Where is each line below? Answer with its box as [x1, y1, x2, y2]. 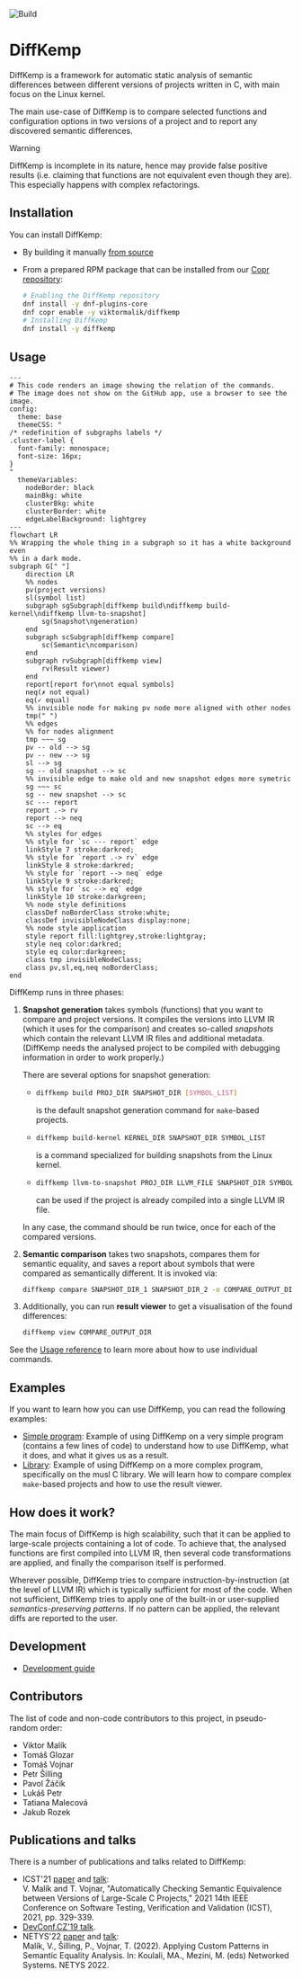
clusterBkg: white [25, 499, 94, 508]
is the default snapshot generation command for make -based [35, 1104, 260, 1115]
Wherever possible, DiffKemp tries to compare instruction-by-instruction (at [9, 1574, 290, 1585]
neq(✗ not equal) [25, 688, 91, 697]
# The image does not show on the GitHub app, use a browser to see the [9, 388, 288, 397]
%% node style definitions [25, 900, 127, 909]
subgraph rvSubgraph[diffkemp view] [25, 656, 164, 665]
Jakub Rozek [22, 1806, 71, 1817]
